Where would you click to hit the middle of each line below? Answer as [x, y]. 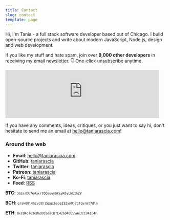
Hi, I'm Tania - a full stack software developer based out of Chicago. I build [84, 34]
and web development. [29, 45]
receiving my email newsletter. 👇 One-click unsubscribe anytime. [74, 61]
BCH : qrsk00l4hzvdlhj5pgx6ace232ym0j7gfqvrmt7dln [52, 203]
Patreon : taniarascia [34, 172]
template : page [22, 20]
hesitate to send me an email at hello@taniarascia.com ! [63, 131]
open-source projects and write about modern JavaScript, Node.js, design [84, 40]
